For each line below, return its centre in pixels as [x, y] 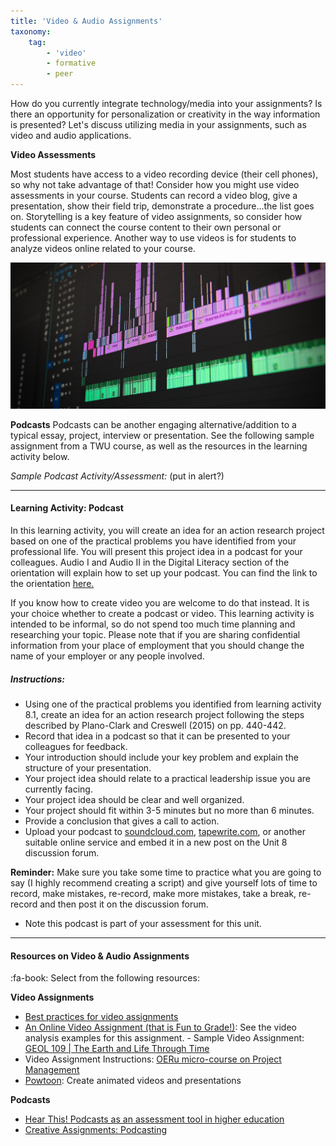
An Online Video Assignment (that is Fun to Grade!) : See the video [160, 1027]
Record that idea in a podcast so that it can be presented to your [157, 736]
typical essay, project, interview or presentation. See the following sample [162, 435]
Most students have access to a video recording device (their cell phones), [164, 174]
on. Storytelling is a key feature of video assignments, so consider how [156, 216]
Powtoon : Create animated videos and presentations [133, 1081]
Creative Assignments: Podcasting [96, 1130]
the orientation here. [52, 583]
